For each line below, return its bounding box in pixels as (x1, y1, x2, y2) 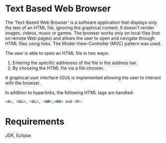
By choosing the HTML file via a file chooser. (12, 65, 104, 71)
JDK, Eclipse (5, 132, 31, 138)
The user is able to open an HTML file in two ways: (5, 50, 109, 56)
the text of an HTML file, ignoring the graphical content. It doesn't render (5, 24, 155, 30)
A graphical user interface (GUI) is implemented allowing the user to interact (5, 74, 161, 80)
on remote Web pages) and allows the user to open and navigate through (5, 35, 155, 41)
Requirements (5, 116, 65, 127)
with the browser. (5, 80, 41, 86)
